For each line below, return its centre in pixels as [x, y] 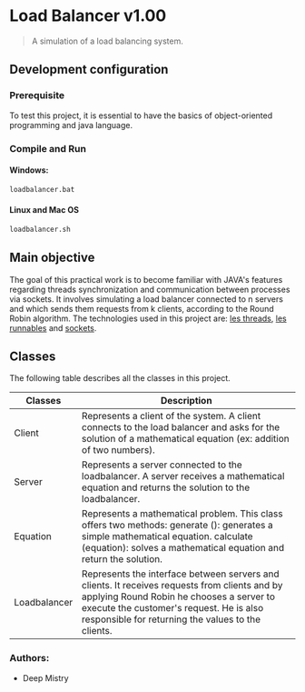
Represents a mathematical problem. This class [182, 514]
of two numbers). [118, 450]
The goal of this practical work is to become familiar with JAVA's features [146, 279]
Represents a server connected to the [162, 465]
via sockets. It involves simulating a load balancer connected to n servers [147, 299]
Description [186, 401]
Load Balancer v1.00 [88, 16]
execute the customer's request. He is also [172, 608]
